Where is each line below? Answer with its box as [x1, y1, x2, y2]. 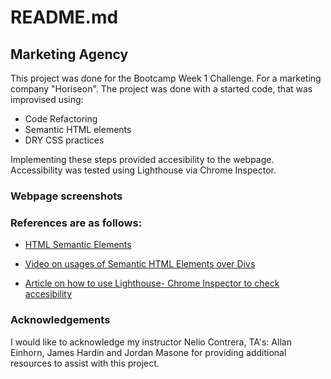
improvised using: [10, 94, 84, 105]
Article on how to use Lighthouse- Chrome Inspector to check [24, 277, 280, 290]
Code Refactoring [24, 113, 98, 125]
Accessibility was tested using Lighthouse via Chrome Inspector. [10, 164, 277, 176]
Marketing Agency [10, 46, 129, 63]
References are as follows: [10, 216, 143, 230]
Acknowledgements [10, 313, 111, 327]
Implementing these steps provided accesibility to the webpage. [10, 154, 275, 165]
